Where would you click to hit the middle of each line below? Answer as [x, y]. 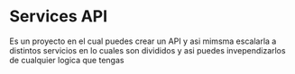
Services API [59, 16]
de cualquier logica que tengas [67, 60]
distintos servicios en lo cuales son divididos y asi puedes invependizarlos [147, 50]
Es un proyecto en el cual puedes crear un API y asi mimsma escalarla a [143, 41]
